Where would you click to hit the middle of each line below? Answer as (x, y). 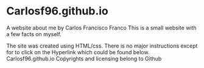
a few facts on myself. (34, 34)
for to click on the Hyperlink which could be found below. (78, 52)
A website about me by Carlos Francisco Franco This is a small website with (101, 28)
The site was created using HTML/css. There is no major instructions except (102, 46)
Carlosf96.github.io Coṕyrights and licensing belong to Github (84, 58)
